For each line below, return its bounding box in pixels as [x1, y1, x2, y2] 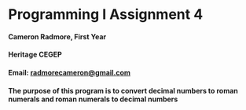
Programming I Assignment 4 [8, 5, 204, 24]
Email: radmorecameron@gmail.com [8, 68, 131, 77]
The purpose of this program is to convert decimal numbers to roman [8, 86, 238, 95]
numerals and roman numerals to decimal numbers [8, 94, 178, 104]
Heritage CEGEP [8, 49, 63, 60]
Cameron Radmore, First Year [8, 31, 107, 41]
